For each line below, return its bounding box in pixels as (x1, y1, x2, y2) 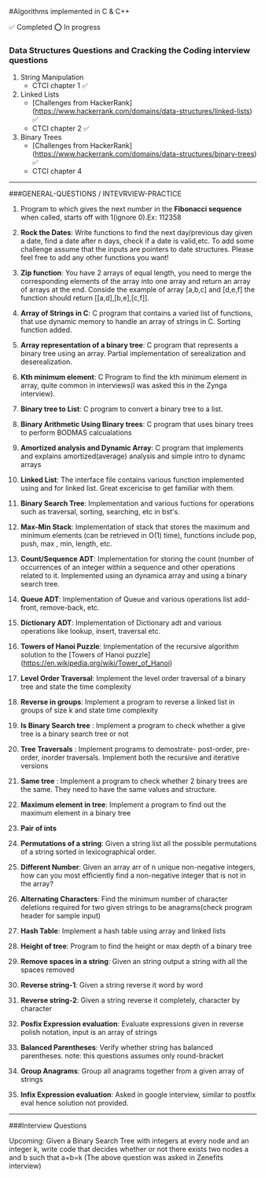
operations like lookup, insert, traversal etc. (20, 627, 160, 636)
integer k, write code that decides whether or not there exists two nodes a (9, 1144, 249, 1154)
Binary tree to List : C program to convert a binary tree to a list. (20, 404, 223, 414)
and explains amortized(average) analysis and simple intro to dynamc (20, 451, 246, 461)
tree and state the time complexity (20, 682, 132, 691)
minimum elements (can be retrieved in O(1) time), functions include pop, (20, 531, 257, 540)
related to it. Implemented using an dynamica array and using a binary (20, 571, 248, 580)
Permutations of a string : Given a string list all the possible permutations (20, 839, 257, 849)
